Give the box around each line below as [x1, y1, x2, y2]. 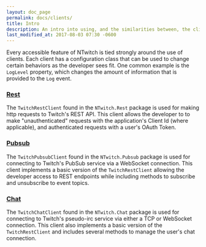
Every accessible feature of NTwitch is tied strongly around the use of [6, 49, 183, 56]
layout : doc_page [6, 9, 51, 15]
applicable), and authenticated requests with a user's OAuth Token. [6, 123, 177, 131]
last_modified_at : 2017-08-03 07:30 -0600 [6, 32, 116, 38]
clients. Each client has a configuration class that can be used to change [6, 55, 189, 63]
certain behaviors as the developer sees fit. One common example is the [6, 62, 189, 69]
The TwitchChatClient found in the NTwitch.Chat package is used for [6, 208, 180, 216]
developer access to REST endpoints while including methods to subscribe [6, 173, 196, 180]
